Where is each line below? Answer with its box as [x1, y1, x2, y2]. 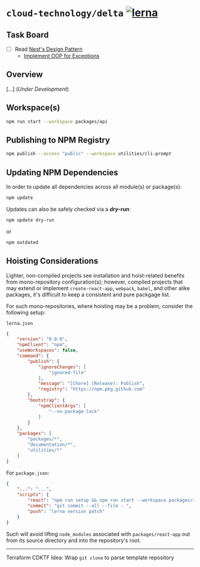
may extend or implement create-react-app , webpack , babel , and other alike [6, 284, 190, 292]
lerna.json [6, 320, 33, 326]
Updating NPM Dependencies [6, 167, 118, 177]
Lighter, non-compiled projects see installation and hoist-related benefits [6, 272, 185, 279]
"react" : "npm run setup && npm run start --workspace [27, 497, 167, 504]
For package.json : [6, 469, 49, 476]
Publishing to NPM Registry [6, 135, 110, 145]
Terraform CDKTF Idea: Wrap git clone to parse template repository [6, 554, 174, 561]
